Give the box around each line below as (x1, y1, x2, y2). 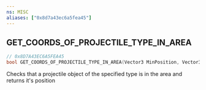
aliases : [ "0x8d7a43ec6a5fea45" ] (6, 15, 92, 21)
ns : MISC (6, 9, 29, 15)
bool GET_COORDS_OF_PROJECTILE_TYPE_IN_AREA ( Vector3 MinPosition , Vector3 (6, 59, 202, 66)
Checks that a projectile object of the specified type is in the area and (6, 70, 183, 78)
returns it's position (6, 77, 56, 84)
